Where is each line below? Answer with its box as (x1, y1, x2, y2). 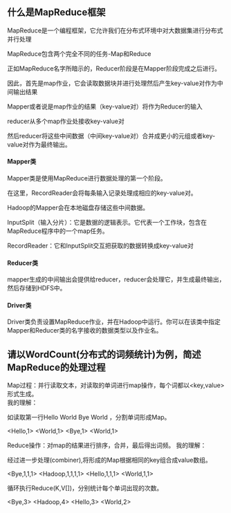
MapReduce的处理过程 (7, 362, 106, 373)
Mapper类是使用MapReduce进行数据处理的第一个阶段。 (7, 174, 167, 183)
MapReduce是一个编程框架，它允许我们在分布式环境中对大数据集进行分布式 (7, 26, 223, 35)
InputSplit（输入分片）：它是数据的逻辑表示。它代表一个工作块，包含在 (7, 218, 207, 227)
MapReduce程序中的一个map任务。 (7, 227, 109, 235)
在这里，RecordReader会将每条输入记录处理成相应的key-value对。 (7, 189, 197, 197)
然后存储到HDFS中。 (7, 284, 66, 292)
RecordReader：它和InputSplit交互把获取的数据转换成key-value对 (7, 241, 194, 250)
